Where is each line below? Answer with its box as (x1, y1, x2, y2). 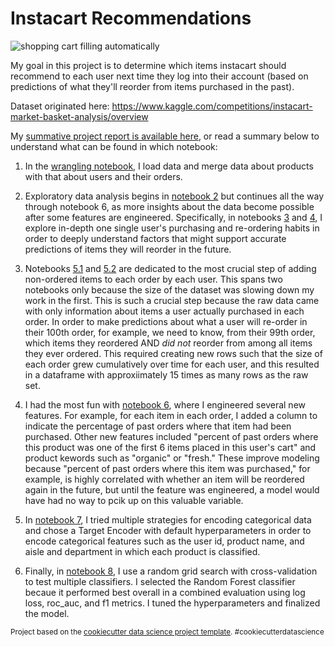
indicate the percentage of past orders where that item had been (24, 420, 292, 432)
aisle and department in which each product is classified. (24, 545, 261, 557)
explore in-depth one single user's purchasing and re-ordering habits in (24, 222, 320, 234)
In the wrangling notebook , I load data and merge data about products (24, 160, 314, 172)
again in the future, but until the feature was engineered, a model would (24, 483, 320, 496)
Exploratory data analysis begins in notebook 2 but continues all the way (24, 190, 324, 202)
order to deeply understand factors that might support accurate (24, 232, 287, 244)
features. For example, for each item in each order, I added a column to (24, 409, 318, 421)
